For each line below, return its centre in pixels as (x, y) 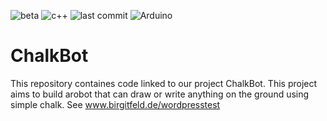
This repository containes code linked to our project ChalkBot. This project (164, 83)
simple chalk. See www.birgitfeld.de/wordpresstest (115, 104)
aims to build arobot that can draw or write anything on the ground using (160, 94)
